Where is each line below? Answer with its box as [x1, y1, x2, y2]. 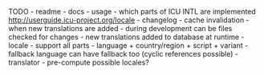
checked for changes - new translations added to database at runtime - [8, 32, 245, 41]
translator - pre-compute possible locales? [8, 57, 150, 67]
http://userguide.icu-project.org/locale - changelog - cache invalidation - [8, 15, 250, 25]
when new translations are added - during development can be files [8, 24, 233, 33]
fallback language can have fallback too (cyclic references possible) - [8, 49, 239, 58]
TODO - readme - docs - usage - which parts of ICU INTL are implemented [8, 7, 257, 16]
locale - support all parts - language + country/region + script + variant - [8, 41, 249, 50]
